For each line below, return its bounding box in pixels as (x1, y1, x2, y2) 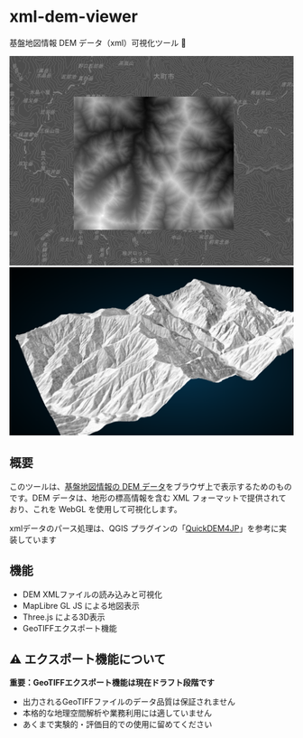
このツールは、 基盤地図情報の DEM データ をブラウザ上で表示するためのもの (9, 481, 293, 491)
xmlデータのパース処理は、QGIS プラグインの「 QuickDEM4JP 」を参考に (9, 522, 280, 534)
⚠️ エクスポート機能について (9, 651, 167, 667)
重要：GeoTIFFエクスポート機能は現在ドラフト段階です (9, 677, 215, 688)
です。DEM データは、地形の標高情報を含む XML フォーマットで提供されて (9, 492, 287, 503)
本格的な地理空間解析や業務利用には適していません (22, 707, 212, 719)
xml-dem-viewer (9, 6, 138, 27)
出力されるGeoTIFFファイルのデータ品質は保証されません (22, 696, 236, 707)
